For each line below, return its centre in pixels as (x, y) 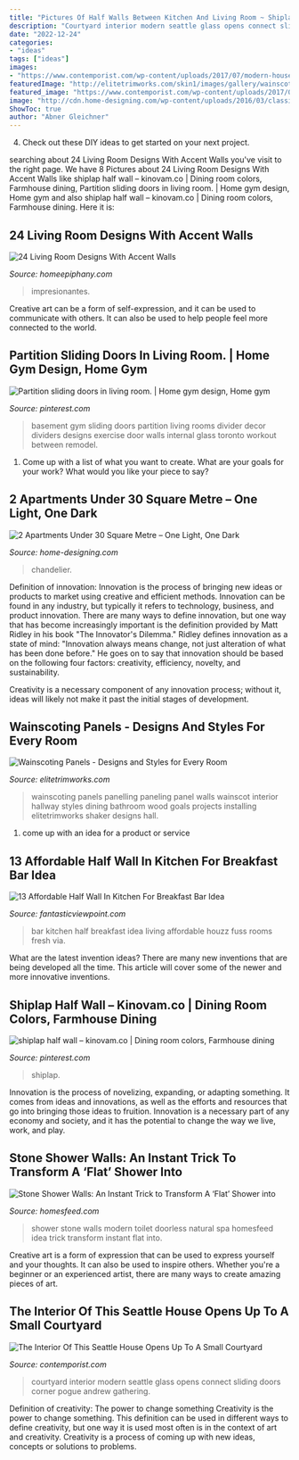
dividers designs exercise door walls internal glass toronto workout (154, 435)
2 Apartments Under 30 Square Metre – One (133, 499)
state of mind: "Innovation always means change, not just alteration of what (148, 643)
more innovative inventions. (60, 977)
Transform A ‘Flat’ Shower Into (96, 1172)
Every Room (44, 740)
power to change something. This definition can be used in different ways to (149, 1418)
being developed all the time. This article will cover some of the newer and (145, 967)
